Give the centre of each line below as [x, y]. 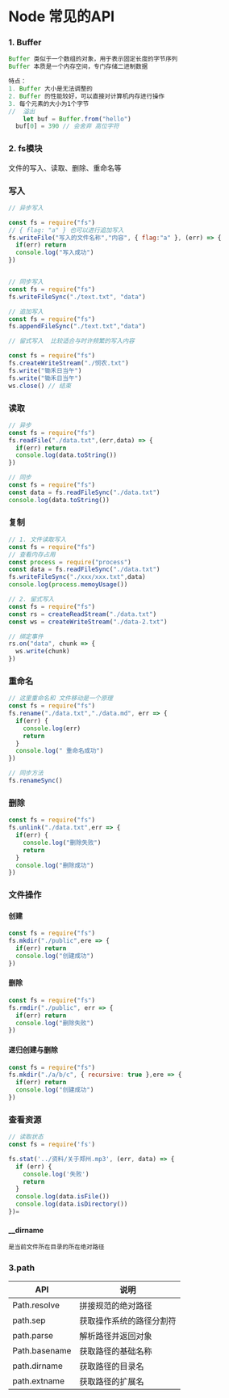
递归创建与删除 [33, 1050]
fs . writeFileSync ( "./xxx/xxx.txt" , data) [77, 577]
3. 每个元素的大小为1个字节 [49, 103]
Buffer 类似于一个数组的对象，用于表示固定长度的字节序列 [93, 59]
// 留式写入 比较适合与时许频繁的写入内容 [71, 341]
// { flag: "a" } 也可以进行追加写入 [66, 230]
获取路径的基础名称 [116, 1351]
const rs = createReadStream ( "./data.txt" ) [83, 614]
